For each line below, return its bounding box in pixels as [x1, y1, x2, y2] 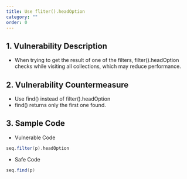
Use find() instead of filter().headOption [14, 95, 111, 102]
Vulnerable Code [14, 134, 56, 141]
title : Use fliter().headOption [6, 8, 85, 15]
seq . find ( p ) [6, 167, 35, 173]
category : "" [6, 14, 38, 20]
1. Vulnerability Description [6, 41, 107, 51]
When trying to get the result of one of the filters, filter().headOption [14, 57, 179, 64]
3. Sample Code [6, 118, 66, 129]
